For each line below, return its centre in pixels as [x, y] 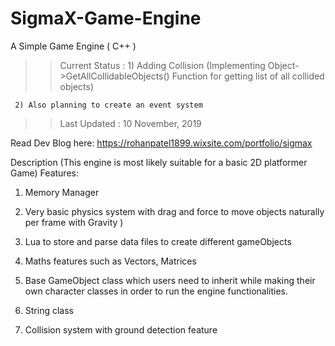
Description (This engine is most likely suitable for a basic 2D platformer [159, 162]
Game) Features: [44, 173]
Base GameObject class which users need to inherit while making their [170, 280]
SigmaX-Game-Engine [106, 18]
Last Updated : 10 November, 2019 [130, 123]
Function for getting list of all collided [248, 76]
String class [49, 310]
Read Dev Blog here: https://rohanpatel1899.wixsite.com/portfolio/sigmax [161, 143]
